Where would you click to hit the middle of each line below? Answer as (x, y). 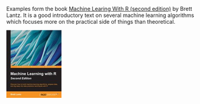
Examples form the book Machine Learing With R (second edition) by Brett (99, 9)
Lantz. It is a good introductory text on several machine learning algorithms (100, 15)
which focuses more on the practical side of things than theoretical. (91, 22)
